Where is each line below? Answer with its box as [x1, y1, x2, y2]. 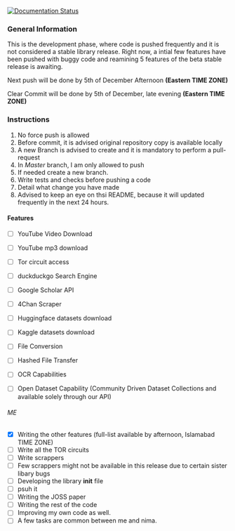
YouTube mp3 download [17, 243, 88, 252]
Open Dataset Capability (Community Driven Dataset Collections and [17, 384, 217, 393]
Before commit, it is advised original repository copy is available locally [17, 138, 223, 147]
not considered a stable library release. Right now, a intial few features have [7, 48, 227, 56]
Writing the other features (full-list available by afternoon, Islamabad [17, 430, 215, 438]
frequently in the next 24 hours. [17, 197, 109, 206]
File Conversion [17, 342, 63, 350]
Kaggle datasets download [17, 328, 95, 336]
